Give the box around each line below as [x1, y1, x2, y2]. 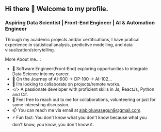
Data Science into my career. [12, 71, 70, 77]
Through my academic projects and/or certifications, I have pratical [5, 36, 140, 42]
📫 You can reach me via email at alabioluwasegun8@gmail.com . [12, 107, 142, 113]
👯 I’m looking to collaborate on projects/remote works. [12, 81, 121, 87]
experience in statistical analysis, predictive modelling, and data [5, 42, 133, 48]
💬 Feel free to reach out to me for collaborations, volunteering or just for [12, 97, 156, 102]
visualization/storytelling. [5, 47, 55, 52]
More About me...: [5, 56, 41, 62]
